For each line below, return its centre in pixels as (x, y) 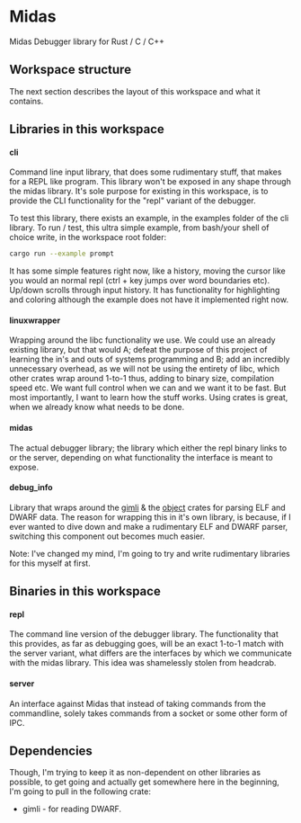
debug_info (31, 488)
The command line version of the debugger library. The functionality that (144, 634)
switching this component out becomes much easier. (107, 536)
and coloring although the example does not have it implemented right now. (149, 300)
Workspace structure (71, 70)
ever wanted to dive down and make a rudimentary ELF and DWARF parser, (149, 526)
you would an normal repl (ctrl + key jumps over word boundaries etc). (140, 281)
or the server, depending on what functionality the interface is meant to (142, 457)
